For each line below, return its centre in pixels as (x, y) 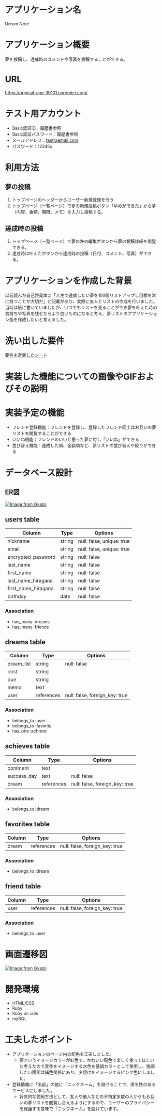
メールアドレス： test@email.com (45, 140)
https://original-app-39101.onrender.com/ (46, 92)
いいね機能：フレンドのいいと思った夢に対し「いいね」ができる (75, 439)
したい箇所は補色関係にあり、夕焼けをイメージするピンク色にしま (85, 1072)
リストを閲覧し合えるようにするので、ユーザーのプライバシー (93, 1102)
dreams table (25, 642)
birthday (17, 597)
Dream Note (17, 24)
